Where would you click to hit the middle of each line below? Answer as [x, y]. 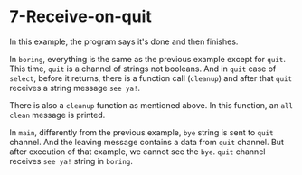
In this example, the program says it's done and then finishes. [124, 41]
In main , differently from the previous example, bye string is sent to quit [142, 132]
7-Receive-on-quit [80, 17]
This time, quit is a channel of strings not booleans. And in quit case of [143, 69]
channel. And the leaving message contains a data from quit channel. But [147, 142]
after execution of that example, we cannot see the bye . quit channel [137, 152]
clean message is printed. [57, 115]
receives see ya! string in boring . [71, 161]
